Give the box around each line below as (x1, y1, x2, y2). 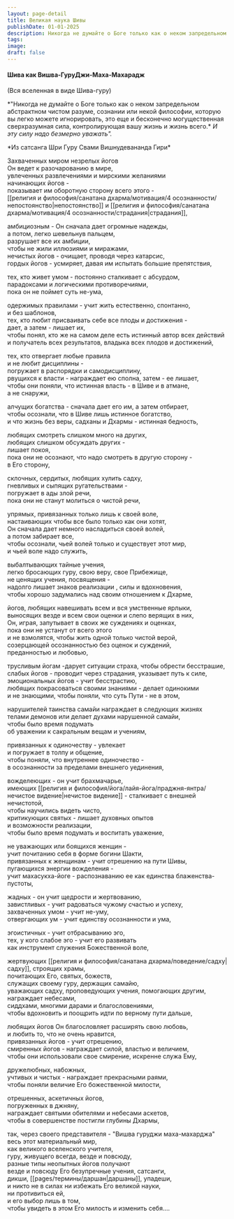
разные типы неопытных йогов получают (7, 1160, 131, 1168)
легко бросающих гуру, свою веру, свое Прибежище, (7, 568, 168, 576)
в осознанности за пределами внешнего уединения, (7, 763, 164, 772)
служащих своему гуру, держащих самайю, (7, 979, 140, 988)
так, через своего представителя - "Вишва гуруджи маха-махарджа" (7, 1130, 215, 1139)
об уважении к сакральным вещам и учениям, (7, 727, 147, 736)
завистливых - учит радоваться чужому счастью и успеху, (7, 900, 184, 909)
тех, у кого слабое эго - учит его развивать (7, 936, 137, 944)
